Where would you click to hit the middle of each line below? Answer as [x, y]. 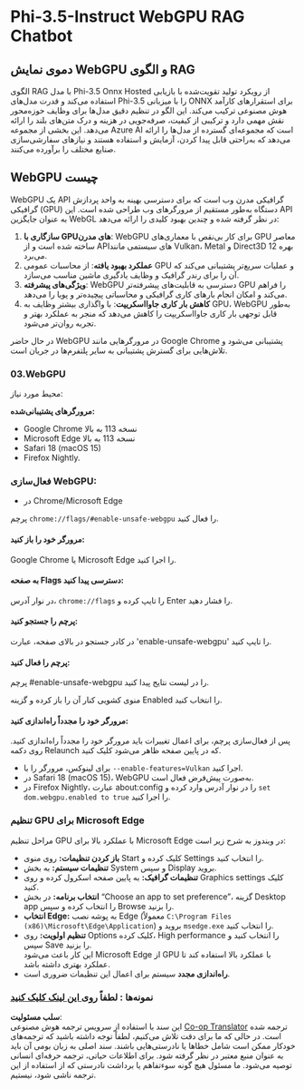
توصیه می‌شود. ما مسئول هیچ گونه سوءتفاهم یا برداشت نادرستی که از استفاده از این [151, 1065]
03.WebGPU [38, 374]
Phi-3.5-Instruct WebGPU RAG [128, 17]
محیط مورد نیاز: [37, 394]
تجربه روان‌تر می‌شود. [60, 323]
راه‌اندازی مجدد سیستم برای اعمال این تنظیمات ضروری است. [127, 974]
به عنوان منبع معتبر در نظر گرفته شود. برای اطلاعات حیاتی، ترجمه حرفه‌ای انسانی [147, 1055]
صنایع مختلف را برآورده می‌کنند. [63, 149]
